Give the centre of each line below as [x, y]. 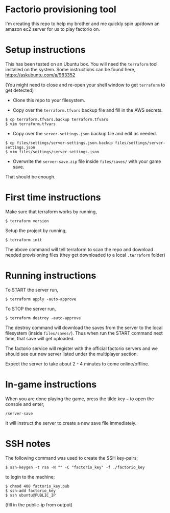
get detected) [20, 90]
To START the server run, [32, 290]
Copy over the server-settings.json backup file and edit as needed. [85, 133]
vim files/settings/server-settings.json [55, 152]
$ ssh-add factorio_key [31, 490]
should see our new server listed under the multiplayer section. [72, 354]
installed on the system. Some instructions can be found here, [70, 69]
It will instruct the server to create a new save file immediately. [71, 423]
